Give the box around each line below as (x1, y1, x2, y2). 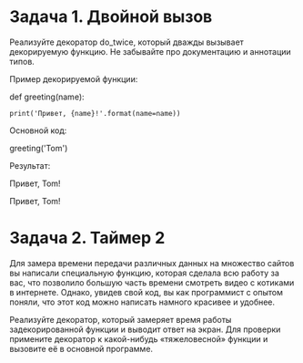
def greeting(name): (9, 91, 85, 102)
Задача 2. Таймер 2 (9, 228, 166, 248)
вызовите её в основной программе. (9, 343, 153, 354)
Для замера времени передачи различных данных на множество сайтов (9, 257, 295, 268)
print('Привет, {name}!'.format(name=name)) (9, 109, 181, 118)
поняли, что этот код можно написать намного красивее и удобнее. (9, 296, 276, 307)
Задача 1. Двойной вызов (9, 6, 213, 27)
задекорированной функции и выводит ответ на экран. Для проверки (9, 324, 281, 335)
